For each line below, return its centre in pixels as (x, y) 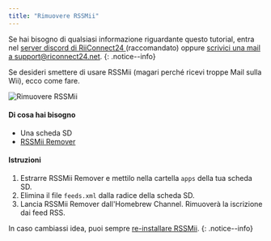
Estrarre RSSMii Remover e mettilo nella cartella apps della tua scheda (136, 179)
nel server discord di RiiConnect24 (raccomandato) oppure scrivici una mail (135, 47)
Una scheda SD (46, 133)
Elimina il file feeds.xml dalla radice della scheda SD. (108, 196)
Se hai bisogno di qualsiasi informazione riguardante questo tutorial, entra (131, 39)
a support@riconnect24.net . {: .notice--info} (82, 56)
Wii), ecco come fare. (44, 80)
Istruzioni (25, 160)
